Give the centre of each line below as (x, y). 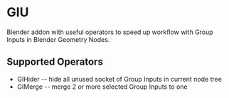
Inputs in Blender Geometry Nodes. (58, 39)
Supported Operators (55, 62)
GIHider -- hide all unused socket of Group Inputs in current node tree (119, 79)
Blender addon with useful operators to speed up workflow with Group (110, 32)
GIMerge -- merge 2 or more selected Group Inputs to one (102, 87)
